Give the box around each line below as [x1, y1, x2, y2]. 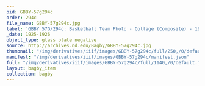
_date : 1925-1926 [6, 31, 51, 38]
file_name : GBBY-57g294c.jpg [6, 20, 81, 26]
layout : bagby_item [6, 65, 56, 71]
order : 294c [6, 15, 37, 21]
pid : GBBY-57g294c [6, 8, 53, 15]
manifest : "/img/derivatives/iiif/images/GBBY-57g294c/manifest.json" [6, 54, 190, 60]
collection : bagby [6, 71, 53, 77]
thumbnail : [6, 48, 34, 55]
